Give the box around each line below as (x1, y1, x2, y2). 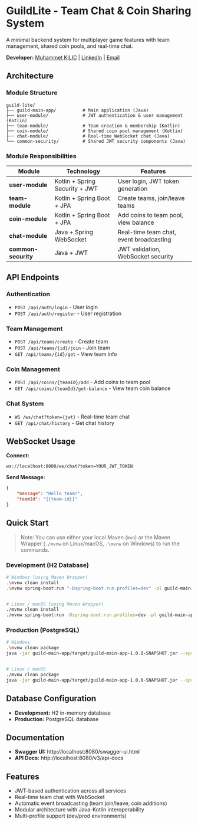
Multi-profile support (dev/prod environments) (14, 813, 127, 820)
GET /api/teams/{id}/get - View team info (14, 350, 117, 358)
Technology (66, 167, 101, 175)
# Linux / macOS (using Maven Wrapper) (6, 601, 104, 607)
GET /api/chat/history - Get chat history (14, 419, 115, 426)
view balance (117, 218, 154, 227)
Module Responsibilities (6, 152, 77, 160)
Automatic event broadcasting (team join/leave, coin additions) (14, 800, 167, 807)
